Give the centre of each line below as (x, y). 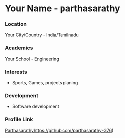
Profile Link (19, 119)
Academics (19, 48)
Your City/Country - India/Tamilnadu (42, 35)
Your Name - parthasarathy (62, 9)
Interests (16, 72)
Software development (35, 106)
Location (16, 24)
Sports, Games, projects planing (45, 83)
